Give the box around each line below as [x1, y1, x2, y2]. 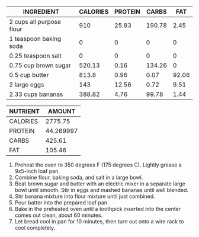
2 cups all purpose [9, 18, 61, 25]
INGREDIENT [23, 8, 60, 15]
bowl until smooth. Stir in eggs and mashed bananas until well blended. [14, 187, 188, 193]
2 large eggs [9, 81, 44, 88]
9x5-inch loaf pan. [14, 168, 60, 174]
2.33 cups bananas [9, 90, 63, 98]
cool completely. [14, 225, 56, 231]
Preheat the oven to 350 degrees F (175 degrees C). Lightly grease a [14, 161, 182, 168]
